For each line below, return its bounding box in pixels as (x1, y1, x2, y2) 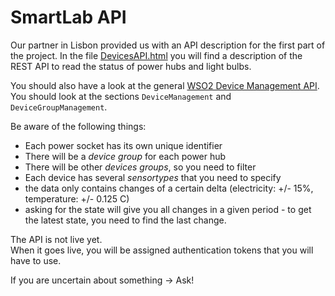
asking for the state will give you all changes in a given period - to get (24, 203, 312, 215)
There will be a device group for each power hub (24, 150, 227, 162)
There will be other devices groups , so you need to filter (24, 161, 257, 173)
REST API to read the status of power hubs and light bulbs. (10, 60, 252, 72)
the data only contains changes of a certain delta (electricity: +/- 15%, (24, 182, 314, 194)
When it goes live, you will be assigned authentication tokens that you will (10, 244, 314, 256)
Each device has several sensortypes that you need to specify (24, 171, 282, 183)
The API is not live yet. (10, 233, 103, 245)
